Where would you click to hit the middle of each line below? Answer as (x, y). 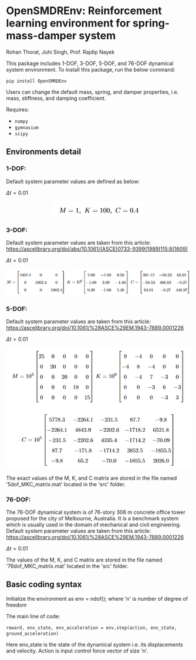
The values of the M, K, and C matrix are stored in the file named (84, 560)
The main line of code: (33, 616)
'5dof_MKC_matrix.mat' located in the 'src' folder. (66, 484)
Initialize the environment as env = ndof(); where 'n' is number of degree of (97, 598)
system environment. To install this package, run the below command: (91, 69)
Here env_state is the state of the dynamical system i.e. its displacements (94, 644)
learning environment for (68, 23)
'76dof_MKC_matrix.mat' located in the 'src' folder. (67, 566)
